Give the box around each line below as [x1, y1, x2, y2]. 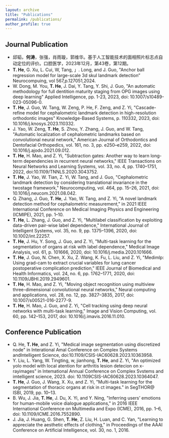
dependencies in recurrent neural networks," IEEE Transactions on [23, 158, 161, 164]
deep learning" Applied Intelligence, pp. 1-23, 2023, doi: [12, 94, 129, 100]
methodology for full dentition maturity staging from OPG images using [12, 89, 160, 95]
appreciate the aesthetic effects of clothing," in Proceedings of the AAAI [12, 421, 163, 427]
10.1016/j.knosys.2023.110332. [12, 120, 75, 127]
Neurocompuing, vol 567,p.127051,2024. [12, 78, 96, 84]
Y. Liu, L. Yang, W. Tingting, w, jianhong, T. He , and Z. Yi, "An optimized [12, 357, 160, 363]
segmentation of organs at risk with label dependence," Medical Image [12, 244, 160, 250]
